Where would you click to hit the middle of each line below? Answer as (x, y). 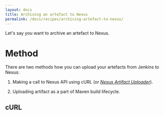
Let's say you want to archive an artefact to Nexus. (57, 33)
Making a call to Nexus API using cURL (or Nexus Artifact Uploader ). (83, 82)
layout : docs (19, 10)
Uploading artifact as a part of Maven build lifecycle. (66, 92)
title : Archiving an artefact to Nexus (47, 14)
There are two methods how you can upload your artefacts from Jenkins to (82, 67)
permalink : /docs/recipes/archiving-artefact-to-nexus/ (64, 19)
